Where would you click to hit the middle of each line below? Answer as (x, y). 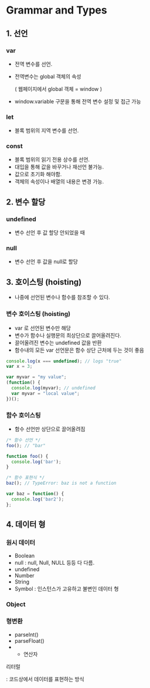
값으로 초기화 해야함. (38, 174)
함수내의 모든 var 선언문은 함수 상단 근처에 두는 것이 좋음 (79, 350)
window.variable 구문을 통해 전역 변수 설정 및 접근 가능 (78, 101)
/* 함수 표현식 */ (25, 478)
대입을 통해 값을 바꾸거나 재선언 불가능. (59, 167)
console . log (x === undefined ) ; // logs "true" (64, 361)
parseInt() (27, 635)
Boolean (25, 556)
